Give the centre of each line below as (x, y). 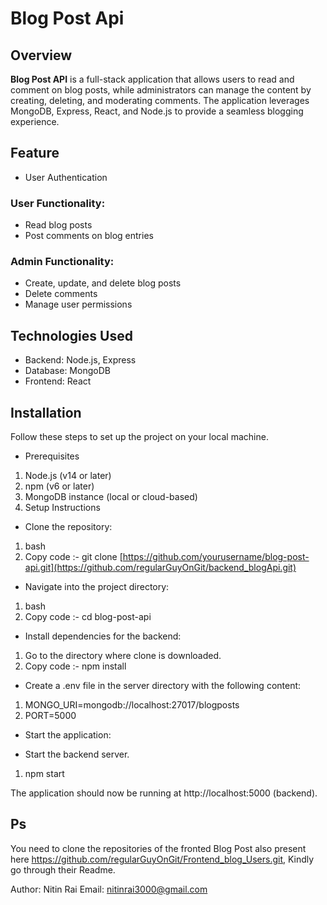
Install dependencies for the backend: (103, 636)
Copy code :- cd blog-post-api (88, 617)
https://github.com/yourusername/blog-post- (216, 557)
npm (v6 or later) (59, 486)
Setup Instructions (62, 508)
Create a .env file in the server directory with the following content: (163, 686)
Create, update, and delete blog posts (103, 283)
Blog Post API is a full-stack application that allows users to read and (152, 79)
